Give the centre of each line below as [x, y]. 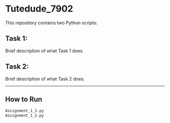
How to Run [24, 99]
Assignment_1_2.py [25, 116]
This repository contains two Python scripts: [51, 23]
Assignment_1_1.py [25, 111]
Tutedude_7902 [39, 9]
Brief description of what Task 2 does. [45, 79]
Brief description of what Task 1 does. [45, 50]
